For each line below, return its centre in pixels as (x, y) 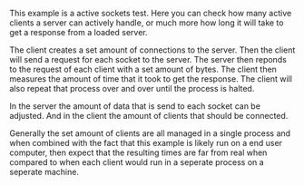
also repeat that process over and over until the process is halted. (132, 88)
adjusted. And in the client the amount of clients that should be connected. (149, 116)
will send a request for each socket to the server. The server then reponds (148, 59)
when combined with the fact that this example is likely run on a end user (146, 143)
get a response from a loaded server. (78, 32)
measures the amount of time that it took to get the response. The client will (151, 79)
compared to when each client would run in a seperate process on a (137, 162)
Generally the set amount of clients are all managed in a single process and (150, 133)
